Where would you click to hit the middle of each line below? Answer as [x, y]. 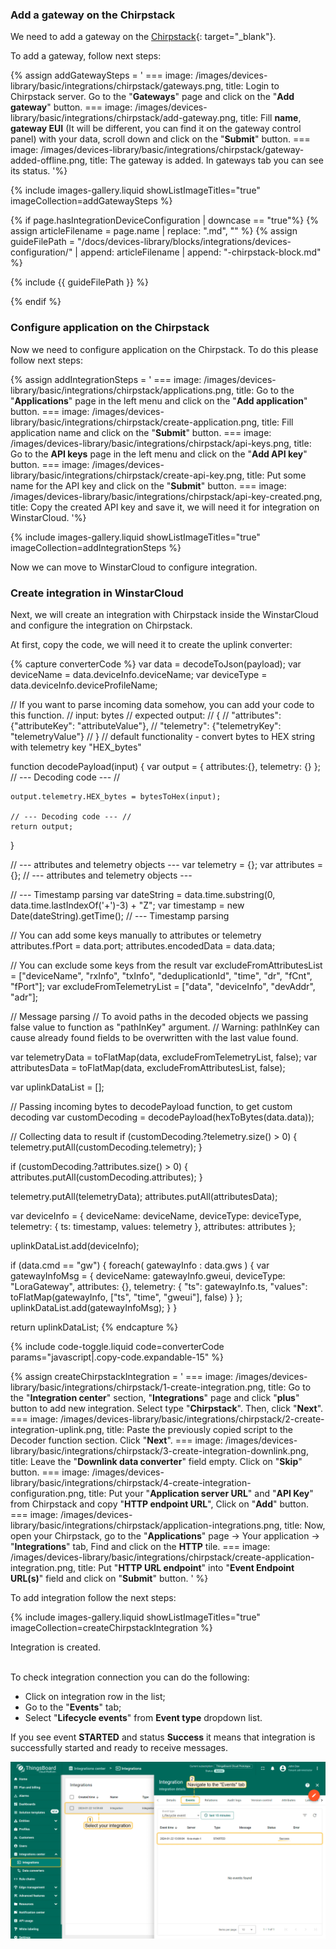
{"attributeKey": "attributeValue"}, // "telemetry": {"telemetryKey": [146, 725]
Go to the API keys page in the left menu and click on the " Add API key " [159, 454]
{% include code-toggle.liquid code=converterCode [117, 1346]
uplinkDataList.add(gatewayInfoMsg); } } [94, 1307]
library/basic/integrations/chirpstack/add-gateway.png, [124, 118]
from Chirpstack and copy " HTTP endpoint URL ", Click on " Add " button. [160, 1504]
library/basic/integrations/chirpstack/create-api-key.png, [127, 475]
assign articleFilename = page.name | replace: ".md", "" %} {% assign [154, 231]
